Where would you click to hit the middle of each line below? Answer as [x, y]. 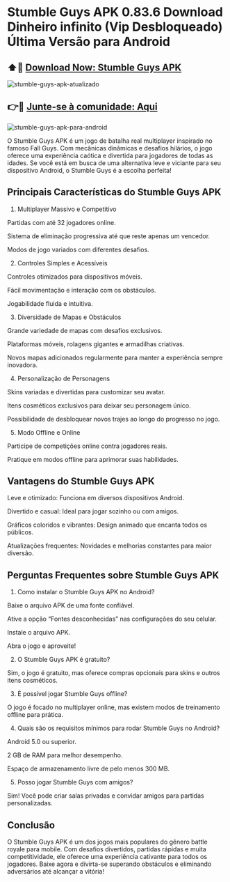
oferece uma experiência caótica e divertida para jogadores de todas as [110, 155]
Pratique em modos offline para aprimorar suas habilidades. [93, 459]
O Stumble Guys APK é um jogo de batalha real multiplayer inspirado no [110, 141]
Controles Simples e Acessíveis [62, 263]
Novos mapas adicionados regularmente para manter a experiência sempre [115, 357]
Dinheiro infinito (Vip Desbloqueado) [115, 27]
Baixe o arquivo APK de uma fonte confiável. [71, 605]
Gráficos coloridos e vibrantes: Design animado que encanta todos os [107, 525]
